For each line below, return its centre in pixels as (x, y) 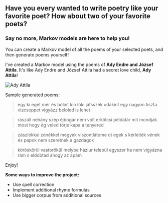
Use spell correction (33, 184)
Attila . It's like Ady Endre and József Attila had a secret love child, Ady (78, 70)
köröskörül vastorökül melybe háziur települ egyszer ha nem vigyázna (90, 150)
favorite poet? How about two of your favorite (78, 16)
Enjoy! (12, 165)
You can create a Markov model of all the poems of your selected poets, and (84, 49)
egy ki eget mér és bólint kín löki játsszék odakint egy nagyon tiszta (87, 104)
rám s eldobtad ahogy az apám (49, 155)
